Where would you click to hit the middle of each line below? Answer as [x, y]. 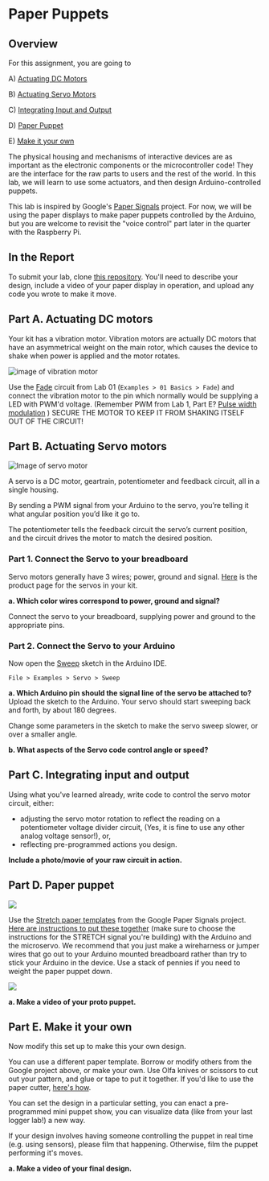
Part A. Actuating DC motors [81, 319]
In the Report [41, 257]
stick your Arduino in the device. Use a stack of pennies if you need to [124, 962]
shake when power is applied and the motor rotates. [94, 356]
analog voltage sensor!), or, [65, 836]
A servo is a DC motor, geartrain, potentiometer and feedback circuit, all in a [134, 481]
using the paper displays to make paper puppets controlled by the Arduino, [132, 215]
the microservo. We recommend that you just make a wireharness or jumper [134, 945]
